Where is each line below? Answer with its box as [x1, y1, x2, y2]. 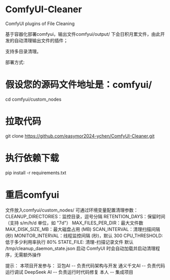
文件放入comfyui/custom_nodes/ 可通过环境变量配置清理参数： [5, 207, 138, 213]
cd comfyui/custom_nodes [5, 96, 62, 102]
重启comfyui [5, 189, 60, 200]
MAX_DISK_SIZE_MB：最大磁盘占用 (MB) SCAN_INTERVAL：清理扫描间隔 [5, 226, 160, 232]
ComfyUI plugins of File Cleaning [5, 20, 75, 27]
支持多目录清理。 [5, 48, 41, 54]
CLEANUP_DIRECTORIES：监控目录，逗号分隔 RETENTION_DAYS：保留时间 [5, 213, 165, 219]
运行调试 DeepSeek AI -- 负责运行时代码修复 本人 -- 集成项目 [5, 269, 134, 275]
